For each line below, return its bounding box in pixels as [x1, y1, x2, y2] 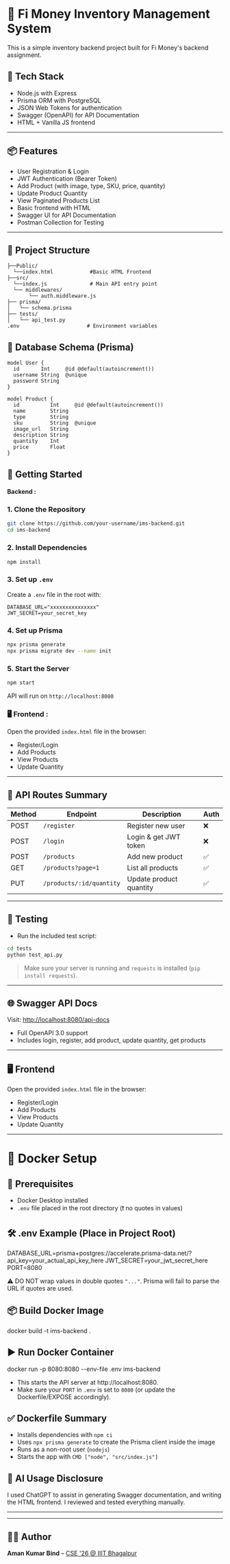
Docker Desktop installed [16, 1197, 88, 1205]
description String [13, 432, 69, 439]
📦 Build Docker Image [7, 1305, 104, 1317]
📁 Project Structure [7, 244, 90, 256]
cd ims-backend [7, 527, 51, 534]
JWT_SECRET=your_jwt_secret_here [105, 1256, 209, 1265]
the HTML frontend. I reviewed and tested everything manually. [7, 1498, 186, 1506]
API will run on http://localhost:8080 [7, 692, 114, 700]
